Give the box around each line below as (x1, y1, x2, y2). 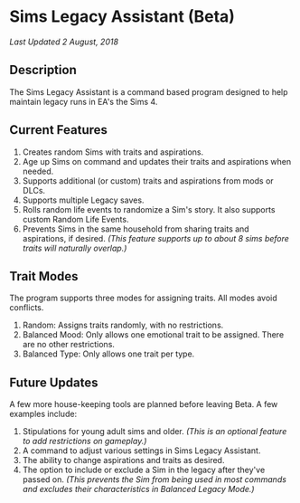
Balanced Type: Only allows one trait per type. (22, 348, 195, 359)
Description (9, 62, 77, 78)
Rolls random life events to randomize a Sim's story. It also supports (22, 204, 276, 214)
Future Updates (9, 375, 98, 390)
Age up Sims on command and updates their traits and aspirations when (22, 156, 292, 166)
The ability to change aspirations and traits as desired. (22, 455, 225, 466)
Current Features (9, 122, 108, 138)
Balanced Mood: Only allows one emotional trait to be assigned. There (22, 329, 285, 340)
